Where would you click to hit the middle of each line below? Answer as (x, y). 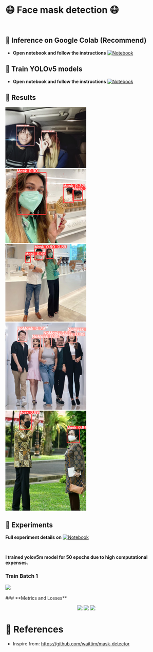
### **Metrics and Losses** (36, 598)
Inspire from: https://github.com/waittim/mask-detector (71, 644)
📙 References (34, 629)
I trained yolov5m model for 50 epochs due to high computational (76, 557)
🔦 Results (21, 98)
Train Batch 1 (22, 576)
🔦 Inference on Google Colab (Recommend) (76, 40)
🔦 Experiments (29, 525)
